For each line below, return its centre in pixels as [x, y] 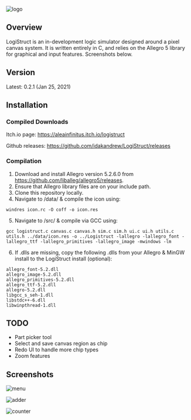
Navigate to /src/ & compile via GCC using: [66, 221]
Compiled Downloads [37, 121]
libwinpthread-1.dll [31, 305]
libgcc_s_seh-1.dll [30, 295]
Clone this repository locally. [49, 192]
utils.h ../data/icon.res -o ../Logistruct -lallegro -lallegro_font [93, 236]
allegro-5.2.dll [26, 290]
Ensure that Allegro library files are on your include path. [83, 186]
